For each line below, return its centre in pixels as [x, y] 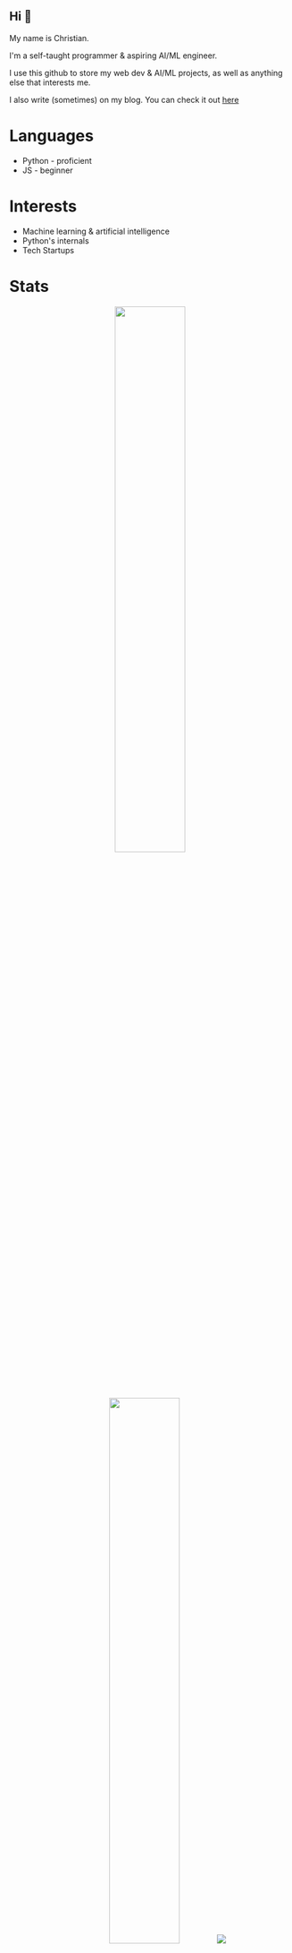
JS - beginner [47, 170]
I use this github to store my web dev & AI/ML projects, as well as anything [146, 73]
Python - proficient [57, 160]
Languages [51, 136]
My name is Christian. [49, 38]
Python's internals [55, 240]
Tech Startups [48, 250]
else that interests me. [50, 82]
